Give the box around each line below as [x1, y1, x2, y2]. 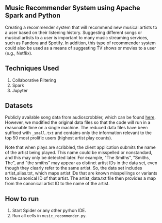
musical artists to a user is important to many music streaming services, [5, 34, 149, 40]
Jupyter [12, 87, 28, 93]
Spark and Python [5, 12, 61, 20]
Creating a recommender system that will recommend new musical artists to [5, 24, 158, 30]
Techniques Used [5, 64, 59, 72]
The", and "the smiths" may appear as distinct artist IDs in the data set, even [5, 160, 158, 166]
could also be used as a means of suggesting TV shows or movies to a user [5, 45, 156, 51]
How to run [5, 194, 39, 203]
